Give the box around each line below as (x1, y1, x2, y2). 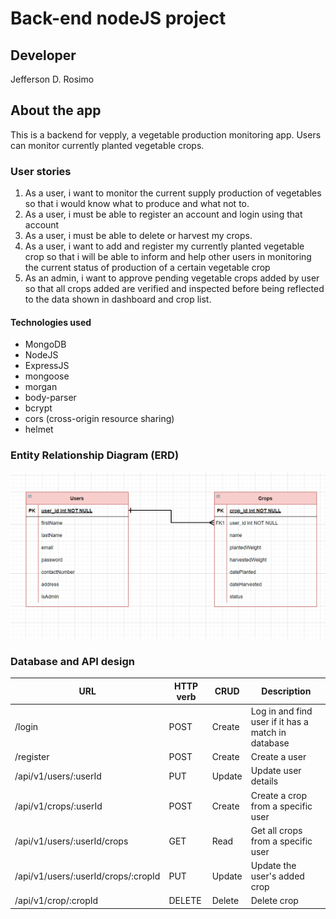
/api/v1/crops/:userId (14, 800, 103, 812)
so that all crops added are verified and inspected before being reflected (24, 283, 325, 295)
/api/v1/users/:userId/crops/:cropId (14, 870, 161, 882)
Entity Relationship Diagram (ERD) (10, 448, 180, 462)
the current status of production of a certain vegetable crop (24, 262, 271, 274)
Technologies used (10, 316, 92, 328)
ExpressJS (24, 360, 70, 372)
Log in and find (250, 705, 313, 717)
